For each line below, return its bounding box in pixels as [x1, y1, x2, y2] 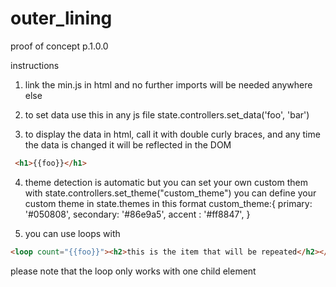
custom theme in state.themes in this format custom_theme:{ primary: [24, 197, 313, 209]
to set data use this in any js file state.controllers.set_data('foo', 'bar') [24, 108, 310, 121]
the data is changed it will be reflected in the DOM [24, 138, 232, 151]
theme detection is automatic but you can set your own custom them [24, 176, 308, 188]
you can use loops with [24, 227, 121, 239]
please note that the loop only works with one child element [10, 265, 257, 277]
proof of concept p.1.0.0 [10, 40, 109, 52]
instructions [10, 59, 60, 71]
